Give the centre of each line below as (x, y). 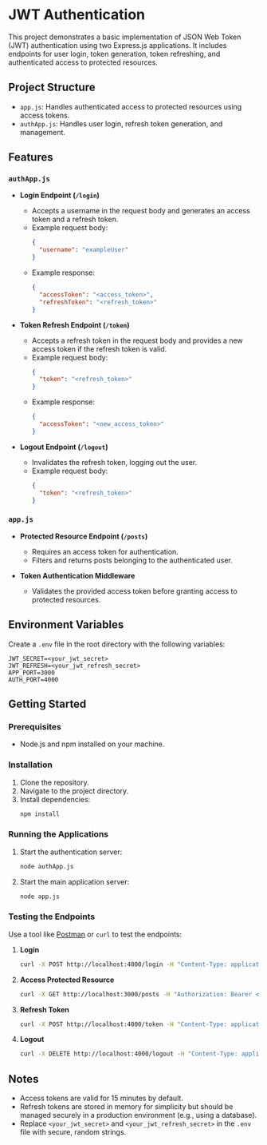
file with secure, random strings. (73, 1132)
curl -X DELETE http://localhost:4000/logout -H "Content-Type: (129, 1054)
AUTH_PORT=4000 (33, 680)
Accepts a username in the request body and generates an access (141, 211)
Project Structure (52, 87)
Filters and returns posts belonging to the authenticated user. (132, 560)
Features (31, 157)
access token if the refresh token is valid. (99, 348)
